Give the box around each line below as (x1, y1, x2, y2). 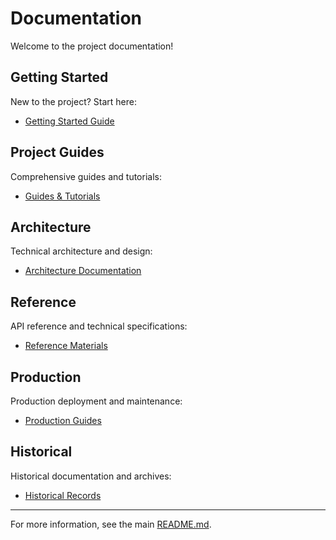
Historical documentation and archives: (10, 470, 172, 482)
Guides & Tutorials (24, 190, 101, 202)
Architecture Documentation (24, 265, 142, 277)
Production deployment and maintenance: (10, 395, 183, 407)
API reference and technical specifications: (10, 320, 188, 332)
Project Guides (10, 144, 105, 161)
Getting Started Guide (24, 115, 115, 127)
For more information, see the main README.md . (10, 518, 212, 530)
